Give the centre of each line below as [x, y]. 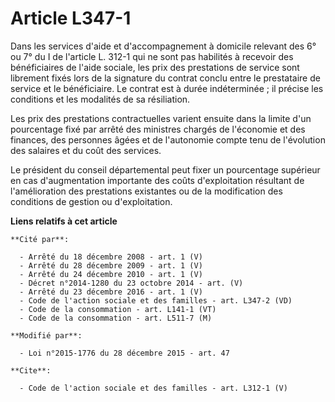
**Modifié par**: [46, 335]
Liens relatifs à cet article [64, 221]
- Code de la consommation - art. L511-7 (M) [116, 318]
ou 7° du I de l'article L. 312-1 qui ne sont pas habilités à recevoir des [152, 56]
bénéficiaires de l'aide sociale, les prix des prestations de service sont [155, 67]
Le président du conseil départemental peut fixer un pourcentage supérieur [165, 169]
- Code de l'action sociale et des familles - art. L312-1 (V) [153, 388]
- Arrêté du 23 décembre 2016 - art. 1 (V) [111, 292]
